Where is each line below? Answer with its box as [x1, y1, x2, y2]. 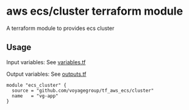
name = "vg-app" [12, 93, 59, 99]
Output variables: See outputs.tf [6, 70, 87, 78]
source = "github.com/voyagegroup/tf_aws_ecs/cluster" [12, 87, 154, 94]
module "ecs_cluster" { [6, 82, 67, 88]
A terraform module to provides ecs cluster [6, 24, 115, 32]
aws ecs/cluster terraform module [6, 4, 184, 18]
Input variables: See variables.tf [6, 58, 86, 65]
